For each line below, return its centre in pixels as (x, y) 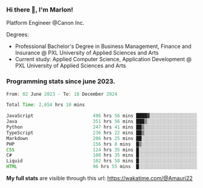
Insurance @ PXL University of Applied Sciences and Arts (87, 53)
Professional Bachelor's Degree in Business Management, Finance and (103, 46)
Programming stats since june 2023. (61, 81)
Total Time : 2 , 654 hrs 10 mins (46, 105)
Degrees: (18, 35)
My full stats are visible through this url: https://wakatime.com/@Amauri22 (100, 178)
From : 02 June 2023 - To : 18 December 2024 (62, 94)
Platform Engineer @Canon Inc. (45, 23)
